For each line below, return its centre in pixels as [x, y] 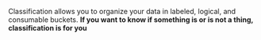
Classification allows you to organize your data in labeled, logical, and [122, 11]
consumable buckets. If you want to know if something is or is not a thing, [131, 20]
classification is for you [48, 28]
